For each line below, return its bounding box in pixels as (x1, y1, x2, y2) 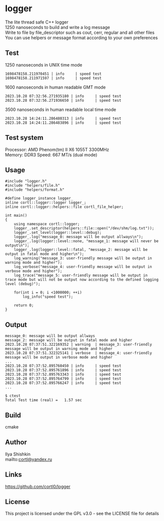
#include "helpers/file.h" (5, 183, 60, 188)
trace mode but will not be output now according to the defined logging (5, 277, 159, 282)
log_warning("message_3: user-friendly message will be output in (14, 256, 152, 261)
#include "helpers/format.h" (5, 187, 65, 192)
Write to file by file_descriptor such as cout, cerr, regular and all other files (5, 29, 155, 35)
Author (5, 438, 27, 447)
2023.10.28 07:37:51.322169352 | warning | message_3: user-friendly (5, 342, 152, 347)
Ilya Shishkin (5, 451, 31, 457)
